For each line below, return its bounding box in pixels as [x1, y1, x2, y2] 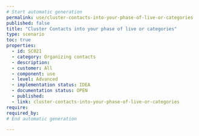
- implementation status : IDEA [11, 82, 91, 88]
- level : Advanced [11, 76, 59, 82]
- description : [11, 59, 50, 65]
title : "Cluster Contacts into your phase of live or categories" [6, 25, 177, 32]
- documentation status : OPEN [11, 88, 88, 94]
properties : [6, 43, 36, 49]
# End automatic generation [6, 115, 77, 121]
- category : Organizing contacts [11, 54, 96, 60]
